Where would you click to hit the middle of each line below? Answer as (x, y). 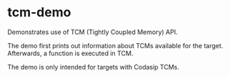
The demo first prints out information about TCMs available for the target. (115, 45)
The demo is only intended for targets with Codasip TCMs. (94, 67)
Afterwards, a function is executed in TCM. (70, 53)
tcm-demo (39, 12)
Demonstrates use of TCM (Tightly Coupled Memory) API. (92, 32)
